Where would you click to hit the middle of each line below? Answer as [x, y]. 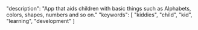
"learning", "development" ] [41, 21]
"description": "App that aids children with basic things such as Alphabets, [99, 9]
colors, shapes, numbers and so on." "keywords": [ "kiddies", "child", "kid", [99, 15]
